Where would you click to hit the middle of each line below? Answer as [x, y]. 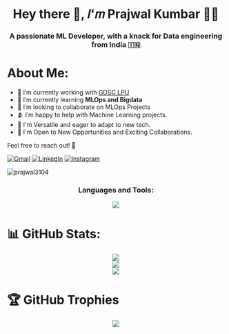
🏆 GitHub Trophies [63, 300]
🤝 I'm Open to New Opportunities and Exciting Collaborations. [105, 132]
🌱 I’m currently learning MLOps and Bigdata [80, 100]
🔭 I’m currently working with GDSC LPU [73, 92]
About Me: [38, 73]
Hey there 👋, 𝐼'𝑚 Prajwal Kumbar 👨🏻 [116, 14]
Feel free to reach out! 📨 [41, 146]
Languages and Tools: [116, 190]
